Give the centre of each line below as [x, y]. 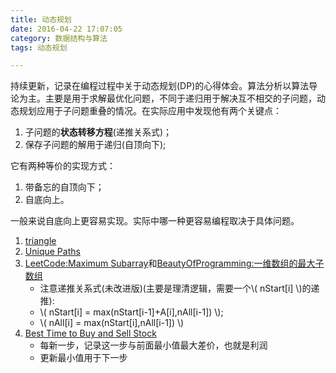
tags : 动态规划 [39, 47]
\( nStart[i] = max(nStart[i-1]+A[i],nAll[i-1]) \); [131, 312]
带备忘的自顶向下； [64, 187]
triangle [40, 241]
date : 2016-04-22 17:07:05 [66, 29]
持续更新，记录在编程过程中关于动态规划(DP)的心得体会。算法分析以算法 [160, 86]
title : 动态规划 [41, 19]
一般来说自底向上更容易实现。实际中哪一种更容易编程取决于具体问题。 [155, 221]
